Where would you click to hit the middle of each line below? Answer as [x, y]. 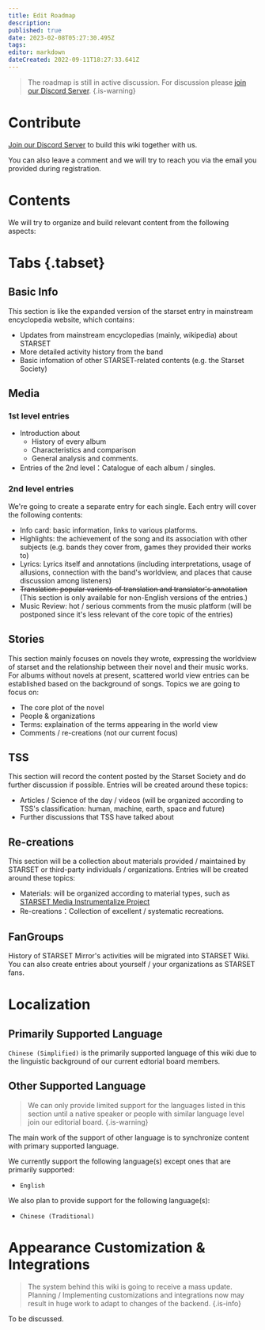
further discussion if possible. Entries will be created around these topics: [128, 785]
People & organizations [57, 716]
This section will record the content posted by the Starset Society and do [127, 777]
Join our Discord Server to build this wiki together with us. [103, 144]
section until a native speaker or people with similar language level [136, 1114]
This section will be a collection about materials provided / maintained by [127, 862]
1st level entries [39, 416]
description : [30, 23]
